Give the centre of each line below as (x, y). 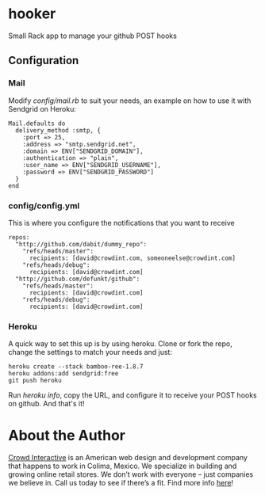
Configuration (44, 61)
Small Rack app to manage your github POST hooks (92, 36)
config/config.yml (44, 205)
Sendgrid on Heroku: (42, 109)
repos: (19, 237)
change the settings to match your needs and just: (90, 352)
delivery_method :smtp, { (58, 130)
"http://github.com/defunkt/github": (78, 279)
